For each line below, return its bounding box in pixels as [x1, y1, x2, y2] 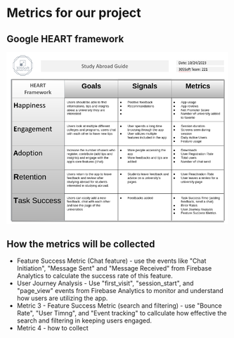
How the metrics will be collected [6, 238, 155, 250]
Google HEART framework [6, 33, 124, 45]
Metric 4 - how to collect [16, 324, 89, 332]
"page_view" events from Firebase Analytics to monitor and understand [16, 287, 224, 295]
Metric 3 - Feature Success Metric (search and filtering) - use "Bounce [16, 301, 222, 310]
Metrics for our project [6, 5, 141, 21]
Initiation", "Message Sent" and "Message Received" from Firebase [16, 264, 212, 273]
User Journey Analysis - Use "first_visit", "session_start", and [16, 279, 194, 287]
